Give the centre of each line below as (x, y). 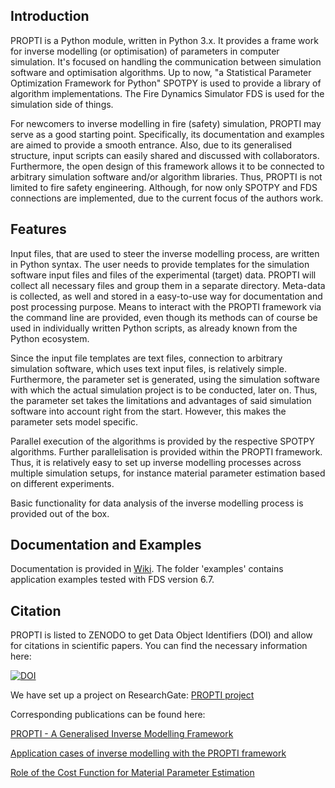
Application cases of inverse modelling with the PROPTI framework (148, 753)
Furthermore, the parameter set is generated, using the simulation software (165, 379)
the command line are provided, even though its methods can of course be (164, 317)
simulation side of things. (62, 104)
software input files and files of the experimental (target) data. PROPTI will (163, 275)
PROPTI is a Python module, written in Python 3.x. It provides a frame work (164, 40)
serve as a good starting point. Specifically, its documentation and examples (167, 134)
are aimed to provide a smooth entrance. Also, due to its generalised (151, 145)
